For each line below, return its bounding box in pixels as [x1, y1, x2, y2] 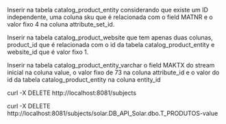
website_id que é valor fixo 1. [7, 48, 89, 56]
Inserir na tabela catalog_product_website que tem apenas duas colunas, [7, 33, 214, 42]
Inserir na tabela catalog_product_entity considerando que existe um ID [7, 6, 209, 14]
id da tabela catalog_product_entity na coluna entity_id [7, 76, 161, 84]
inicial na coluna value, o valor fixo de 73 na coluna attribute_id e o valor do [7, 68, 220, 76]
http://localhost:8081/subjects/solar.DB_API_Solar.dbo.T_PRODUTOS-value [7, 109, 218, 117]
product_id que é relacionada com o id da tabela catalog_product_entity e [7, 41, 215, 48]
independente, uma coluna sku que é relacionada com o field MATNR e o [7, 13, 214, 21]
